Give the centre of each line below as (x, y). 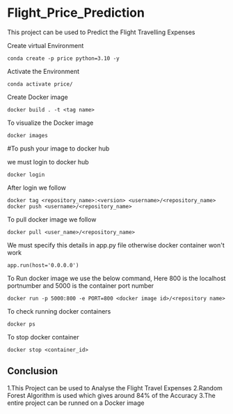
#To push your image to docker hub (58, 148)
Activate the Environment (43, 71)
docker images (28, 135)
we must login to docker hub (48, 162)
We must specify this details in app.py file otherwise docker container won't (116, 245)
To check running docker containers (59, 311)
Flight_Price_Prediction (76, 13)
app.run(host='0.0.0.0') (43, 265)
